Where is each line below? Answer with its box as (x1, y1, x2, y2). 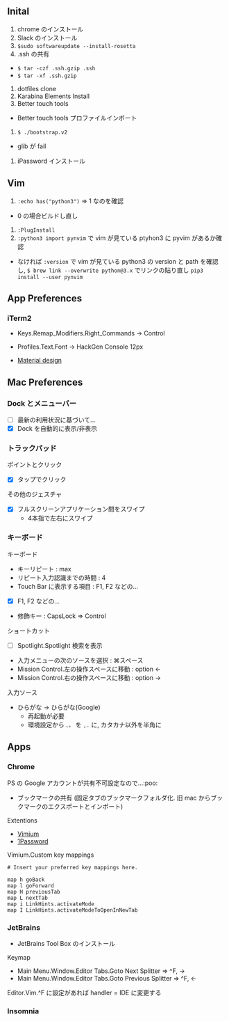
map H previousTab (7, 888, 60, 895)
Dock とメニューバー (7, 398, 77, 408)
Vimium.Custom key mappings (7, 850, 94, 859)
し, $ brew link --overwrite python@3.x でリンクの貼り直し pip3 (17, 266, 203, 274)
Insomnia (7, 1006, 40, 1015)
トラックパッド (7, 443, 57, 453)
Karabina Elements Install (17, 92, 90, 100)
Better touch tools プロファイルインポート (17, 113, 137, 122)
